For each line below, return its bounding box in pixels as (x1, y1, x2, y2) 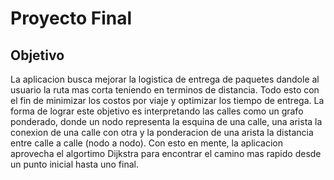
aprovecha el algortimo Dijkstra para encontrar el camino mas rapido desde (10, 148, 322, 159)
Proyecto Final (10, 7, 133, 30)
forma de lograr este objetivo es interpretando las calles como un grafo (10, 105, 304, 117)
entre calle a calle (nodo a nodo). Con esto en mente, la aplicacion (10, 137, 283, 149)
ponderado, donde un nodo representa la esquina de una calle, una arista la (10, 116, 323, 127)
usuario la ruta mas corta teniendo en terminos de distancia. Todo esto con (10, 84, 320, 96)
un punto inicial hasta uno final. (10, 158, 140, 170)
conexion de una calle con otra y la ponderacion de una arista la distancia (10, 127, 314, 138)
